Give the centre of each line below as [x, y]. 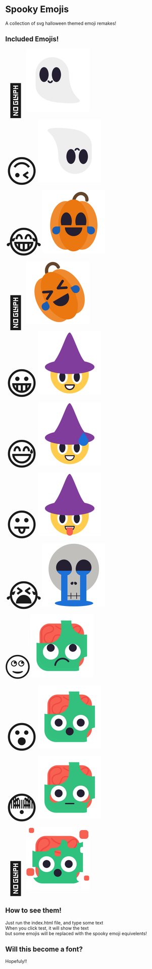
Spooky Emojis [37, 9]
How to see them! [33, 911]
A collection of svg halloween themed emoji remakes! [61, 23]
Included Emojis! [32, 39]
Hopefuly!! [16, 961]
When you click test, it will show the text [47, 928]
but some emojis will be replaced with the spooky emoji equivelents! [76, 933]
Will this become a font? [44, 949]
